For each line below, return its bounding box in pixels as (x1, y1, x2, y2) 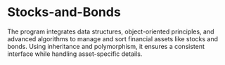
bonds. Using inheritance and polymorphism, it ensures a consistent (7, 42, 205, 50)
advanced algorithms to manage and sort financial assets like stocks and (7, 34, 219, 43)
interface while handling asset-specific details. (7, 50, 143, 58)
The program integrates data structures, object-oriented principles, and (7, 27, 214, 36)
